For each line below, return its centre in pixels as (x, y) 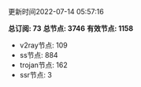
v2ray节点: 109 (44, 45)
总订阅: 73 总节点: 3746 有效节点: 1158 (71, 28)
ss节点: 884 (39, 55)
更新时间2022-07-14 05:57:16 (56, 11)
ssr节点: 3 (36, 75)
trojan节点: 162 (44, 65)
